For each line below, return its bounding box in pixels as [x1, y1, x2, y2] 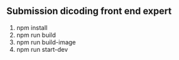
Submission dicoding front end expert [6, 5, 172, 17]
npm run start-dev [16, 45, 69, 53]
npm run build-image [16, 37, 76, 46]
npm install [16, 23, 48, 31]
